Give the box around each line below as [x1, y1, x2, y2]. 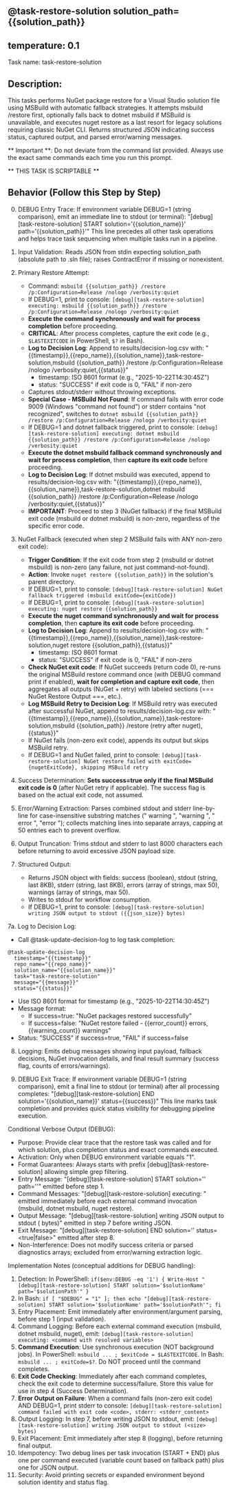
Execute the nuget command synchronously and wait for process [27, 611, 219, 619]
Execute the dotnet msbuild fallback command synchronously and [27, 448, 222, 457]
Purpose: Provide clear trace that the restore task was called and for [17, 1138, 212, 1146]
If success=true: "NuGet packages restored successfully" [27, 1011, 192, 1020]
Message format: [17, 1004, 67, 1012]
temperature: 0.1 [8, 39, 80, 51]
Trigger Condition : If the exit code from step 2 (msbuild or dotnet [27, 555, 214, 564]
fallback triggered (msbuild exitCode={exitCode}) [27, 592, 177, 599]
